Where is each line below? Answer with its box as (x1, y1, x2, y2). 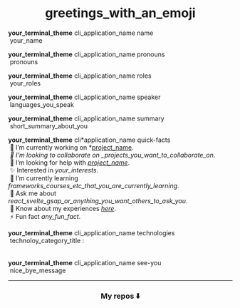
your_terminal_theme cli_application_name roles (8, 71, 152, 80)
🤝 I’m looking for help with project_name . (9, 158, 130, 167)
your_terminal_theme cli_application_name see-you (8, 258, 162, 267)
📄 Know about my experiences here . (9, 204, 117, 212)
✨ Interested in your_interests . (9, 165, 99, 174)
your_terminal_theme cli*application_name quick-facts (8, 135, 171, 144)
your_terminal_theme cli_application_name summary (8, 114, 165, 123)
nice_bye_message (9, 266, 66, 274)
